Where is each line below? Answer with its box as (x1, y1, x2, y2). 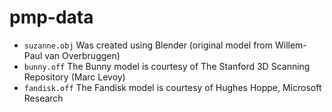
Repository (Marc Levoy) (23, 71, 126, 83)
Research (23, 92, 64, 104)
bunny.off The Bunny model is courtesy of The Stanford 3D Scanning (23, 60, 311, 72)
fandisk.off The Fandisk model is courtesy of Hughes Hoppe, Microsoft (23, 81, 322, 93)
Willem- (274, 39, 307, 51)
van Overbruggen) (44, 49, 121, 61)
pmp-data (9, 6, 94, 29)
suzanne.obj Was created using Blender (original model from (23, 39, 274, 51)
